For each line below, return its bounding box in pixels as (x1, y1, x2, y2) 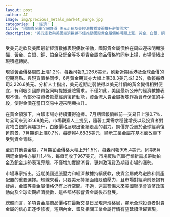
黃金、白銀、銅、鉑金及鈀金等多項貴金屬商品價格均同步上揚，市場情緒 (14, 51, 160, 58)
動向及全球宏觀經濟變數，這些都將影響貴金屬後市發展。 (5, 189, 120, 195)
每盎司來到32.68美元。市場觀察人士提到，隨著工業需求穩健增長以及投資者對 (5, 117, 164, 123)
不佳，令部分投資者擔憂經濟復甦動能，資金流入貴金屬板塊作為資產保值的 (9, 94, 160, 100)
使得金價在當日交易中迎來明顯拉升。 (14, 100, 90, 106)
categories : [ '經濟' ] (5, 21, 54, 27)
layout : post (5, 7, 33, 13)
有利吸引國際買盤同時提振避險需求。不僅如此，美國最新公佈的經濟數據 (14, 88, 160, 93)
